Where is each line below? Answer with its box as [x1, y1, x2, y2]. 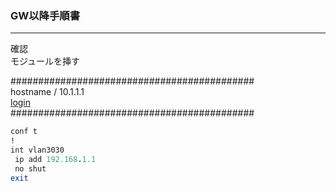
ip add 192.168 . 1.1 [14, 154, 97, 164]
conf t [10, 127, 38, 137]
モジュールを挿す [10, 55, 81, 67]
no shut [14, 163, 47, 174]
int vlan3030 [10, 145, 65, 156]
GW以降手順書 [10, 8, 81, 22]
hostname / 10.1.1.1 [10, 86, 85, 98]
